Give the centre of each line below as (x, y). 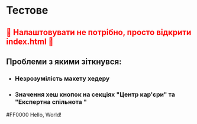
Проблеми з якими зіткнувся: (64, 61)
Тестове (27, 10)
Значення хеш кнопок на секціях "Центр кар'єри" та (95, 94)
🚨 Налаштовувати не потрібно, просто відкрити (99, 32)
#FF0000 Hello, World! (34, 115)
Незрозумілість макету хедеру (62, 78)
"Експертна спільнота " (51, 101)
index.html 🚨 (30, 41)
